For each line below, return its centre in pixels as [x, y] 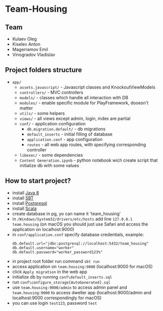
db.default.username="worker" [43, 248]
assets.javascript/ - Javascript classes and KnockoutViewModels [87, 87]
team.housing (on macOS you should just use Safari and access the [80, 224]
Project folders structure [44, 70]
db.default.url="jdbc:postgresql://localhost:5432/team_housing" [80, 243]
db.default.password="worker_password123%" [57, 252]
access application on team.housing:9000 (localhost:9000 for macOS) [82, 266]
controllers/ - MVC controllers [51, 92]
